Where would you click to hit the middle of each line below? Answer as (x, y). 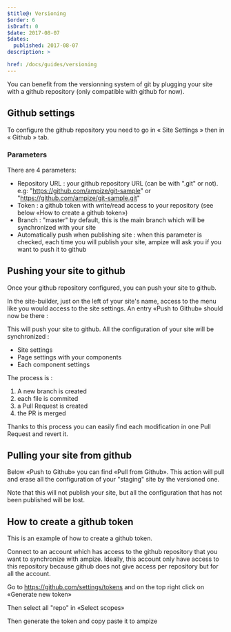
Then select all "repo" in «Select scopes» (66, 608)
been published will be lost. (46, 500)
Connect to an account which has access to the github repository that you (112, 552)
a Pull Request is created (52, 406)
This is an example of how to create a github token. (80, 538)
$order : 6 (21, 20)
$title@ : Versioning (37, 13)
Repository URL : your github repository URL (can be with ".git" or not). (118, 183)
